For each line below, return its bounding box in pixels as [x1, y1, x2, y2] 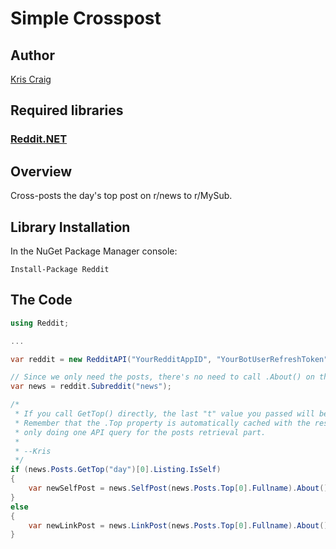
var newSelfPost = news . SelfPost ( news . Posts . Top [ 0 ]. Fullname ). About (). [28, 483, 333, 493]
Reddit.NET [10, 132, 68, 146]
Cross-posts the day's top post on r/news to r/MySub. [10, 190, 233, 202]
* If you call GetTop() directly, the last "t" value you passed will [14, 409, 315, 419]
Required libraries [10, 102, 124, 119]
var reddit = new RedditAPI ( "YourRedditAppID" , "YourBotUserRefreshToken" [10, 354, 329, 364]
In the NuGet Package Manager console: [10, 245, 178, 257]
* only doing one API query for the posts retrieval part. [14, 427, 267, 437]
